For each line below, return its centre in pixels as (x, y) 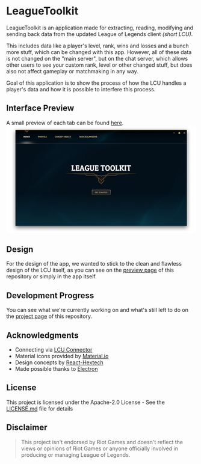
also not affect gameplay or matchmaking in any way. (72, 71)
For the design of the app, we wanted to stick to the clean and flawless (94, 264)
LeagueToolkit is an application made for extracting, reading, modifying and (100, 28)
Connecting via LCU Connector (54, 349)
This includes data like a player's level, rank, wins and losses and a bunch (97, 46)
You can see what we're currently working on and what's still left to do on (97, 310)
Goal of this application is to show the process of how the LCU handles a (96, 83)
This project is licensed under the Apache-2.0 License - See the (86, 402)
